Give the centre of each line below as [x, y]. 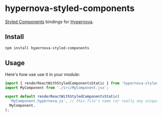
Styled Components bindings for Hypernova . [49, 22]
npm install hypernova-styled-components [47, 48]
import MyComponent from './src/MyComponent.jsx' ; [57, 88]
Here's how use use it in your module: [43, 75]
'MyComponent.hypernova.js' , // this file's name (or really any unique [84, 101]
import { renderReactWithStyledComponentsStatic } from [62, 83]
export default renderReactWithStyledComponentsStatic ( [62, 97]
